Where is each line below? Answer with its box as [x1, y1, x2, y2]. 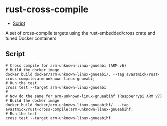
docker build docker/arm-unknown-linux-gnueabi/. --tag [5, 72, 124, 77]
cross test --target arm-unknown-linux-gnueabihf [5, 115, 111, 121]
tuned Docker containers [5, 35, 57, 41]
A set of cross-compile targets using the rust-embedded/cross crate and [5, 30, 156, 36]
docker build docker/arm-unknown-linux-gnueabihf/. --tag [5, 102, 129, 107]
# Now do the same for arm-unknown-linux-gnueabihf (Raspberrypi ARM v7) [5, 94, 163, 99]
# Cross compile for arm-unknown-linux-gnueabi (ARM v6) [5, 63, 127, 68]
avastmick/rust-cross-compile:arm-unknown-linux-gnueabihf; [5, 107, 134, 112]
